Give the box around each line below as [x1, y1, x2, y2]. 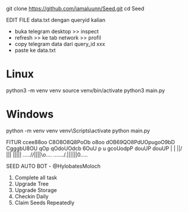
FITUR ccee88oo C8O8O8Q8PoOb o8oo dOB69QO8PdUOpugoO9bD [6, 138, 176, 145]
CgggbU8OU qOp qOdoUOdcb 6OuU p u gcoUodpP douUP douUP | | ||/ [6, 145, 183, 152]
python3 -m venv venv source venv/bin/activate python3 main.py [6, 87, 166, 94]
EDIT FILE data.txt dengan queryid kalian [6, 17, 105, 23]
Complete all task [14, 174, 57, 181]
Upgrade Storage [14, 186, 57, 194]
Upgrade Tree [14, 180, 49, 187]
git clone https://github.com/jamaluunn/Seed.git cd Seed [6, 5, 145, 12]
